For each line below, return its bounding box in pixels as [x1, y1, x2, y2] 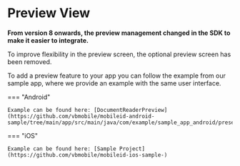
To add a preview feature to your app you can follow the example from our [7, 71, 226, 80]
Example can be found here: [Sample [7, 145, 116, 152]
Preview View [7, 5, 91, 21]
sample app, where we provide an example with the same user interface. [7, 78, 221, 87]
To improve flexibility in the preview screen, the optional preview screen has [7, 50, 231, 58]
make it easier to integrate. [7, 36, 89, 44]
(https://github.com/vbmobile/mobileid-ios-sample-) [7, 151, 168, 158]
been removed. [7, 57, 52, 66]
